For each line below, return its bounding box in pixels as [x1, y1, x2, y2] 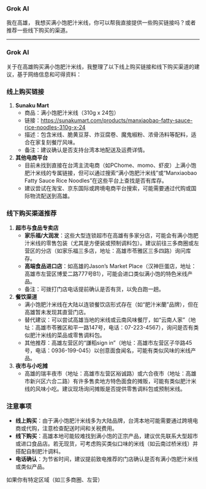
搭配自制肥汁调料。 [15, 448, 64, 455]
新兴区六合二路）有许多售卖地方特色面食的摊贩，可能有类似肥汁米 [29, 377, 197, 385]
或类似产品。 [15, 463, 48, 471]
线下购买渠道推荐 [6, 209, 57, 217]
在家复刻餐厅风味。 [29, 138, 78, 145]
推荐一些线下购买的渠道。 [6, 26, 71, 34]
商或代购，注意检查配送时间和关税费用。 [15, 425, 118, 432]
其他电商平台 [15, 153, 48, 161]
